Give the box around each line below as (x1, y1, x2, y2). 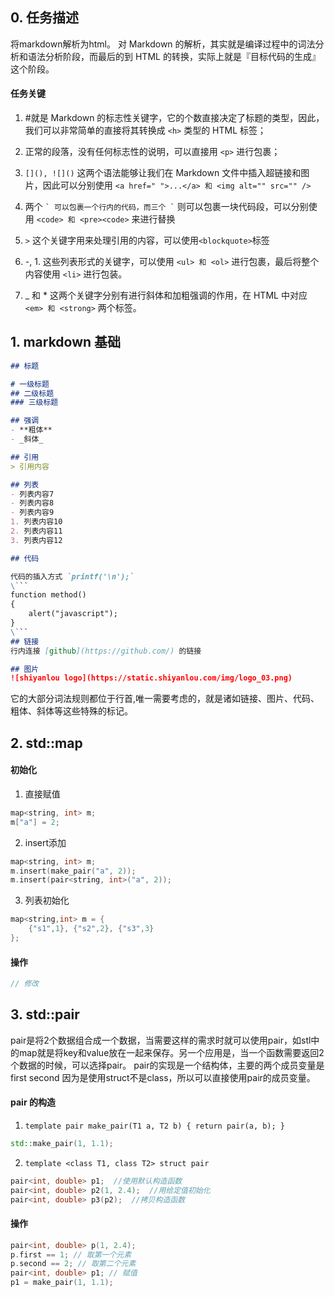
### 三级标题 (10, 398, 59, 408)
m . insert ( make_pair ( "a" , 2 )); (10, 866, 137, 876)
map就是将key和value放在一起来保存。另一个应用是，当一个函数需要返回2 (18, 1046, 325, 1058)
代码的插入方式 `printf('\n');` (10, 571, 135, 582)
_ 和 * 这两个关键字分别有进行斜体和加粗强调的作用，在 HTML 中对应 (24, 289, 308, 302)
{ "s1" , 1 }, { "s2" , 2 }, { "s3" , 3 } (28, 924, 155, 934)
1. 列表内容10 (10, 517, 63, 527)
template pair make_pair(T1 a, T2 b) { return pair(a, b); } (24, 1121, 286, 1132)
